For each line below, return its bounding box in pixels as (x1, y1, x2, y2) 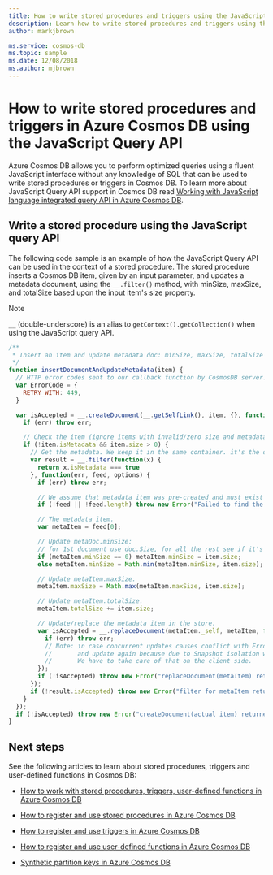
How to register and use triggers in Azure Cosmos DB (19, 826, 201, 836)
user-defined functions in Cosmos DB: (8, 770, 136, 780)
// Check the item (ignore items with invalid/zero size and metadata (23, 433, 267, 441)
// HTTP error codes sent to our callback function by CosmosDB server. (15, 374, 267, 382)
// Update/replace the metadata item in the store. (37, 619, 217, 627)
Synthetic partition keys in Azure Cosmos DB (19, 858, 171, 868)
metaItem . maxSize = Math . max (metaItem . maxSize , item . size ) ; (37, 583, 245, 591)
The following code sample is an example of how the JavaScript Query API (8, 253, 258, 262)
